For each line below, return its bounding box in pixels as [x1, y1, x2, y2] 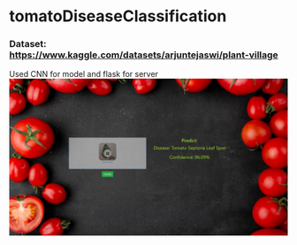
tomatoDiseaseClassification [9, 6, 227, 27]
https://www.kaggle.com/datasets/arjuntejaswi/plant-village [9, 49, 278, 61]
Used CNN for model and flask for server [9, 69, 159, 80]
